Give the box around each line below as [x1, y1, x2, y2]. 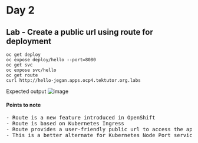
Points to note [6, 101, 41, 108]
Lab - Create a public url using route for [6, 27, 153, 37]
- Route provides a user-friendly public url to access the [6, 126, 184, 133]
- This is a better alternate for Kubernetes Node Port [6, 132, 171, 139]
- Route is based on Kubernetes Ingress [6, 120, 125, 127]
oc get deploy [6, 52, 41, 58]
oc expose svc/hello [6, 67, 57, 73]
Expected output [6, 88, 47, 95]
